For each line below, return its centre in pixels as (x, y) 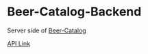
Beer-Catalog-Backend (74, 12)
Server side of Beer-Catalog (47, 30)
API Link (19, 43)
